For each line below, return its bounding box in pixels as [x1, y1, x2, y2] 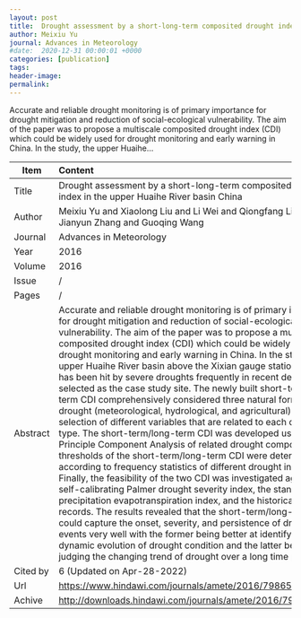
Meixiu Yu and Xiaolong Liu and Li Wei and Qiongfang [57, 205, 284, 217]
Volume [13, 259, 47, 272]
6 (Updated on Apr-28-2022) [57, 564, 188, 577]
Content [57, 163, 94, 176]
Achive [13, 594, 43, 606]
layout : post [9, 13, 58, 22]
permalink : [9, 80, 50, 89]
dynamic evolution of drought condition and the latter [57, 539, 282, 552]
